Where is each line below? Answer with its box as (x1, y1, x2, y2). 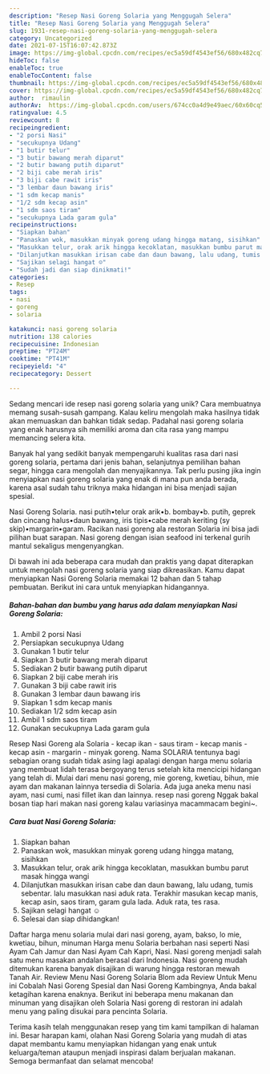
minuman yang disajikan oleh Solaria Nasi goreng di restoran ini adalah (9, 998, 243, 1007)
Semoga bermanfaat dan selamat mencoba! (9, 1056, 154, 1065)
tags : (9, 288, 27, 296)
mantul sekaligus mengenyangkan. (9, 541, 124, 550)
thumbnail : (9, 79, 46, 87)
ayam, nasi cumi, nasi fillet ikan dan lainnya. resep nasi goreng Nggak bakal (9, 790, 259, 799)
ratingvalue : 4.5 (9, 109, 67, 117)
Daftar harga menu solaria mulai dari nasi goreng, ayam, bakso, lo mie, (9, 929, 242, 939)
